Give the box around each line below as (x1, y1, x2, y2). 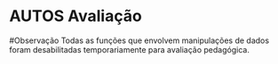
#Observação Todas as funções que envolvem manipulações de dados (9, 35, 269, 46)
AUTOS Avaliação (9, 6, 142, 26)
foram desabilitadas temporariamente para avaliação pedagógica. (9, 44, 250, 54)
